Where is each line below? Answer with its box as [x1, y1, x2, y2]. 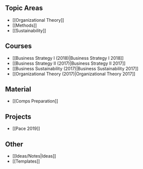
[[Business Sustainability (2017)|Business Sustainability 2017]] [12, 65, 139, 71]
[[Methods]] [12, 22, 37, 28]
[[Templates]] [12, 158, 40, 165]
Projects [5, 112, 32, 121]
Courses [5, 42, 32, 50]
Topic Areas [5, 4, 43, 12]
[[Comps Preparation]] [12, 98, 58, 104]
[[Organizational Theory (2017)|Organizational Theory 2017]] [12, 71, 136, 77]
